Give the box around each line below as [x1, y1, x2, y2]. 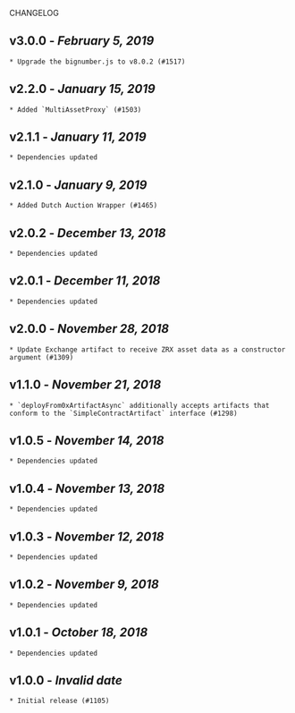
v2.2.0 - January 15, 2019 [9, 81, 156, 97]
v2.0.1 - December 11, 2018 [9, 273, 161, 289]
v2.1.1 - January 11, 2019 [9, 130, 147, 145]
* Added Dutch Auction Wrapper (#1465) [9, 201, 158, 210]
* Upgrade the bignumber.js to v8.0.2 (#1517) [9, 57, 186, 66]
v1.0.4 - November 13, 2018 [9, 480, 165, 496]
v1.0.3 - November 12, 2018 [9, 529, 164, 544]
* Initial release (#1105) [9, 697, 110, 706]
